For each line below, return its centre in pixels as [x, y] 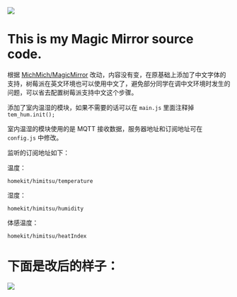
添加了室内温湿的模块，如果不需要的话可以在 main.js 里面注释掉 [101, 107]
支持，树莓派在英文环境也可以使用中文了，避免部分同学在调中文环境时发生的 [119, 83]
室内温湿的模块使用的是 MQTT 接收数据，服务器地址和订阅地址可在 [105, 128]
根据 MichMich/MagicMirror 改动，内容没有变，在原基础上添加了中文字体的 [117, 74]
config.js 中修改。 [35, 138]
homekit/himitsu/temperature [50, 181]
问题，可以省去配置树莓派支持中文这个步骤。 [73, 92]
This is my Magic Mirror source [100, 39]
